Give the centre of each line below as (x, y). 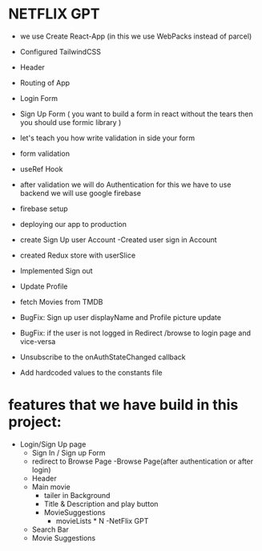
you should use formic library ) (71, 122)
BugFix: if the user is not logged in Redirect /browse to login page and (135, 333)
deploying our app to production (73, 224)
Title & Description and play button (101, 504)
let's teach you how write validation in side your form (107, 138)
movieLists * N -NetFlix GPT (102, 521)
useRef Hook (41, 168)
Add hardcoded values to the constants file (91, 372)
